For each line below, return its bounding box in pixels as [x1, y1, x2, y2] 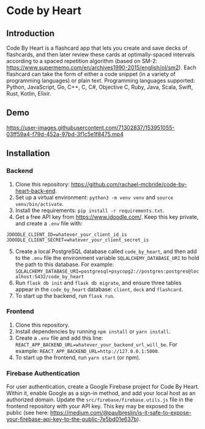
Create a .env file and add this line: [15, 334, 103, 341]
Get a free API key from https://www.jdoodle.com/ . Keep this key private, [15, 213, 199, 221]
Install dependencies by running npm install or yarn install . [15, 327, 171, 335]
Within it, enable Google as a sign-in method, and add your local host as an [6, 390, 196, 397]
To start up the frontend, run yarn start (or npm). [15, 354, 141, 361]
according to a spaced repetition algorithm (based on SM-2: [6, 58, 158, 64]
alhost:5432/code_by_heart [15, 273, 84, 279]
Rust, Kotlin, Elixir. [6, 90, 51, 97]
